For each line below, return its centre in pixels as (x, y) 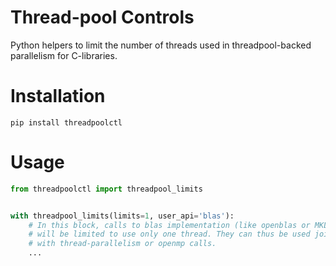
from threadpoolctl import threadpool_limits (106, 189)
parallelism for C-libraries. (64, 55)
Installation (58, 96)
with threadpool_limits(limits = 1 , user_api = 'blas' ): (122, 216)
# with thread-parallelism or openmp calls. (122, 244)
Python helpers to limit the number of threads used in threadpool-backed (161, 45)
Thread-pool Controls (102, 17)
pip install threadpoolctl (66, 122)
